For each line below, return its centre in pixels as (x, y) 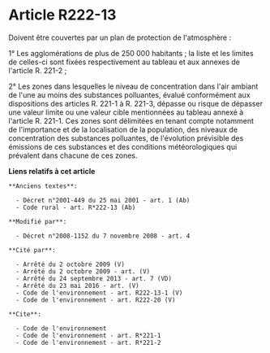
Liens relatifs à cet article (52, 171)
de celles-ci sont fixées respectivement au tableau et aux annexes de (124, 62)
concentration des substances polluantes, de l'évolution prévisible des (126, 138)
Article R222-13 (62, 15)
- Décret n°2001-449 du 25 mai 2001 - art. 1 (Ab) (103, 200)
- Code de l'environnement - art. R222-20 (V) (96, 300)
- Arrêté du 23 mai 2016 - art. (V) (77, 285)
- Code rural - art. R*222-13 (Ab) (76, 207)
